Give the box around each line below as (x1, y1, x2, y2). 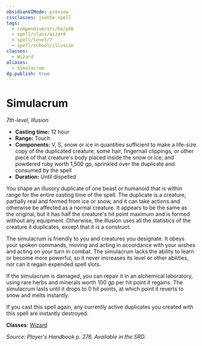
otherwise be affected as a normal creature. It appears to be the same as (6, 204, 188, 211)
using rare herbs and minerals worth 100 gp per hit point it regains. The (6, 279, 183, 286)
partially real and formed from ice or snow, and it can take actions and (6, 197, 180, 205)
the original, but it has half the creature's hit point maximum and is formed (6, 211, 190, 218)
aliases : (6, 59, 28, 65)
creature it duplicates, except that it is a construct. (6, 223, 131, 231)
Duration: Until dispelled (14, 173, 77, 181)
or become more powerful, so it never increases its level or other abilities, (6, 254, 189, 261)
